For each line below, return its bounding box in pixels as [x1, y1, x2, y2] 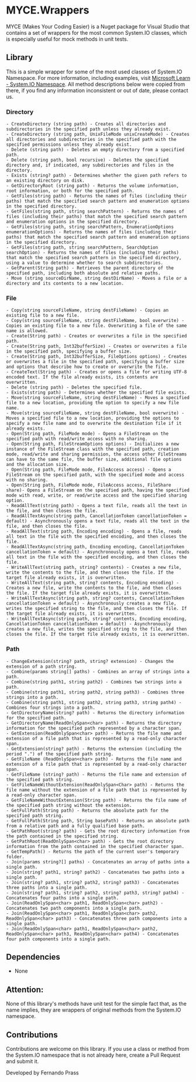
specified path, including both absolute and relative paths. [6, 270, 161, 276]
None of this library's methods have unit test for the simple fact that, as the [6, 1000, 187, 1007]
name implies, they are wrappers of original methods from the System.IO [6, 1006, 181, 1014]
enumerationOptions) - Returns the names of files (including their [6, 229, 177, 235]
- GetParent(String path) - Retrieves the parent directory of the [6, 265, 174, 271]
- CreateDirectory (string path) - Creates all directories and [6, 121, 166, 127]
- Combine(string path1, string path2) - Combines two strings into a [6, 679, 182, 685]
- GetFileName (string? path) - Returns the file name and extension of [6, 771, 187, 778]
